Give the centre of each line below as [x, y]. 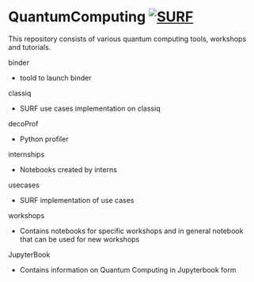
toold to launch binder [55, 77]
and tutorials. [30, 47]
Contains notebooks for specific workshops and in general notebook [131, 231]
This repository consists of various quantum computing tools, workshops [127, 39]
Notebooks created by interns [68, 169]
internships [27, 154]
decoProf [23, 123]
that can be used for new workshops [80, 239]
